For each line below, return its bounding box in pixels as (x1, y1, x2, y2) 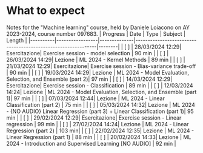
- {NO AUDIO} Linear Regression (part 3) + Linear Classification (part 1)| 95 (6, 107, 194, 115)
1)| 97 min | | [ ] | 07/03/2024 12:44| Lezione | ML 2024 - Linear (6, 95, 165, 102)
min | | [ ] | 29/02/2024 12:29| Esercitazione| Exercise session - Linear (6, 114, 182, 121)
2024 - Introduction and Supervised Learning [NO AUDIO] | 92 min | (6, 140, 176, 147)
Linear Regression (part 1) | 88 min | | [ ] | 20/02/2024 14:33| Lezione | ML (6, 133, 191, 140)
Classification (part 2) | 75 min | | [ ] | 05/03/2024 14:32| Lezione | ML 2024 (6, 101, 195, 108)
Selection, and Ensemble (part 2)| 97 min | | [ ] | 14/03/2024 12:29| (6, 75, 173, 83)
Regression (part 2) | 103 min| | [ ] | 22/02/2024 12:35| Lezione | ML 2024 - (6, 127, 195, 134)
